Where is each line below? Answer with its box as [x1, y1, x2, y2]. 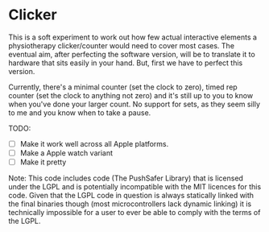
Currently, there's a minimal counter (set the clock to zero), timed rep [8, 82, 238, 92]
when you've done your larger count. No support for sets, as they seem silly [8, 99, 260, 109]
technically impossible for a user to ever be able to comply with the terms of [8, 208, 261, 217]
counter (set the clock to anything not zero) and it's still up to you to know [8, 90, 254, 100]
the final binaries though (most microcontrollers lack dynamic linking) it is [8, 199, 252, 209]
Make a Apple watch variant [19, 148, 113, 158]
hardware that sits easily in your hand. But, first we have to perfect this [8, 58, 243, 68]
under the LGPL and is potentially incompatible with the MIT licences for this [8, 182, 262, 192]
